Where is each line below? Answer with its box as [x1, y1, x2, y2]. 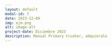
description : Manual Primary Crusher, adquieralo [5, 34, 108, 39]
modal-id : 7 [5, 11, 29, 16]
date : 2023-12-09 [5, 16, 40, 21]
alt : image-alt [5, 25, 36, 30]
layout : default [5, 7, 38, 12]
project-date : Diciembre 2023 [5, 29, 66, 34]
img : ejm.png [5, 20, 32, 25]
